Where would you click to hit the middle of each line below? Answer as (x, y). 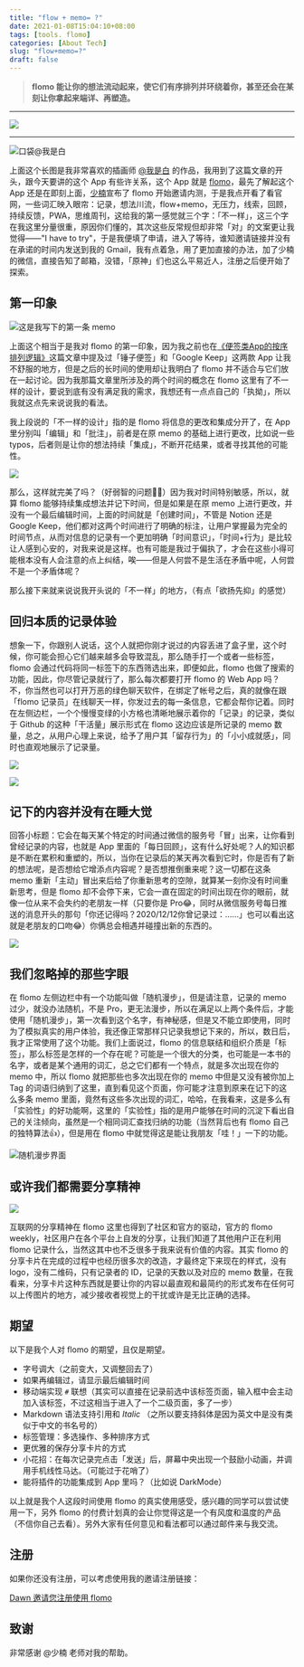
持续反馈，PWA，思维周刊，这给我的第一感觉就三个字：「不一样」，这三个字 (149, 215)
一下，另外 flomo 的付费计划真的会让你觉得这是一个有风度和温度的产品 (149, 1512)
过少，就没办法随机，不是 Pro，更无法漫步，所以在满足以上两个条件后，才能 (152, 1009)
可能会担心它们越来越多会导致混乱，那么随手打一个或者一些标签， (156, 656)
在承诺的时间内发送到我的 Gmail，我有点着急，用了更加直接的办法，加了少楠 (152, 249)
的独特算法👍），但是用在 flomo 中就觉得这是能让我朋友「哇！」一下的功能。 (151, 1133)
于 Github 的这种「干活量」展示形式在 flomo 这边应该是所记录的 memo (141, 724)
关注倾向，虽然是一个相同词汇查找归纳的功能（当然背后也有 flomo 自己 (157, 1122)
